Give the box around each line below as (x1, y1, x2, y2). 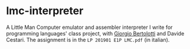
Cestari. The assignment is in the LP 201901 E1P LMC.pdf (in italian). (6, 36, 170, 43)
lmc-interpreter (6, 4, 84, 18)
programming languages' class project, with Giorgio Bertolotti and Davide (6, 30, 185, 37)
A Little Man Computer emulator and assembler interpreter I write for (6, 24, 173, 31)
